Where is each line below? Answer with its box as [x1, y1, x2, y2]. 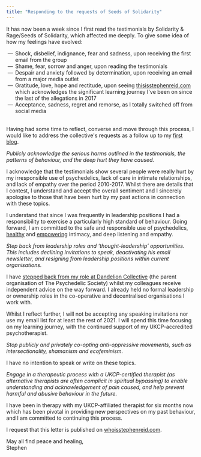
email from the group [14, 56, 67, 63]
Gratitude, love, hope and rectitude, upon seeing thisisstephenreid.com [14, 82, 191, 89]
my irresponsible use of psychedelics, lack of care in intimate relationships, [6, 174, 193, 181]
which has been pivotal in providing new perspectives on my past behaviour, [6, 408, 196, 415]
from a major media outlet [14, 75, 79, 82]
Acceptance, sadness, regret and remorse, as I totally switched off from [14, 100, 193, 108]
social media [14, 107, 47, 114]
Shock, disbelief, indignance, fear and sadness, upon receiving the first [14, 49, 191, 57]
